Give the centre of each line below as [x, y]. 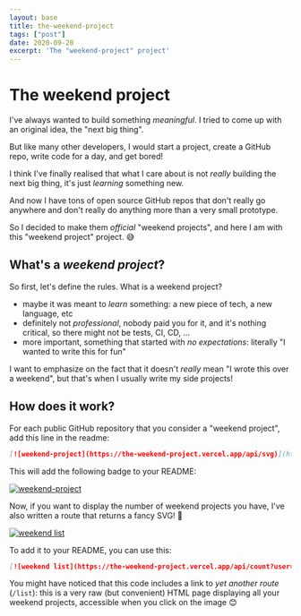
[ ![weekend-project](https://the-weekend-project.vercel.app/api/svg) [144, 454]
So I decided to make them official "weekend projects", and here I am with [146, 227]
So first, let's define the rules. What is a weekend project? [116, 287]
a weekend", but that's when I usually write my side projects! [121, 378]
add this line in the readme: [60, 437]
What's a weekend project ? [87, 265]
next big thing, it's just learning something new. [97, 184]
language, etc [47, 313]
